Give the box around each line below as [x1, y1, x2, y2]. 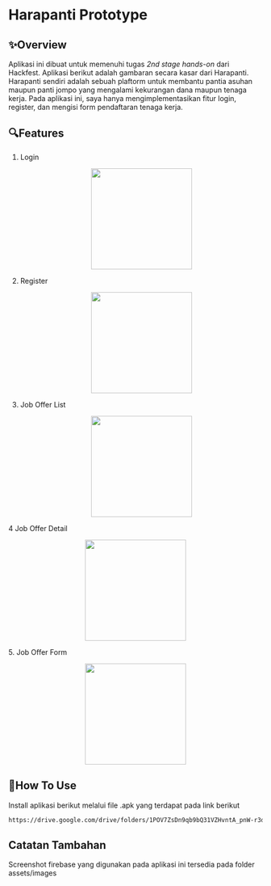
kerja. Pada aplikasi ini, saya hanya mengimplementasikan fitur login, [8, 94, 236, 103]
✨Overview [8, 38, 67, 52]
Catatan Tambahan [8, 838, 106, 852]
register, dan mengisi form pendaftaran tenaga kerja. [8, 103, 183, 112]
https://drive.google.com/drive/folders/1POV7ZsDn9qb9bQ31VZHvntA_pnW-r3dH [8, 816, 269, 824]
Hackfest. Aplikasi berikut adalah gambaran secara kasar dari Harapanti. [8, 68, 249, 78]
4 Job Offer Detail [8, 523, 68, 533]
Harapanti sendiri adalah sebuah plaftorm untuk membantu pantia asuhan [8, 77, 252, 86]
